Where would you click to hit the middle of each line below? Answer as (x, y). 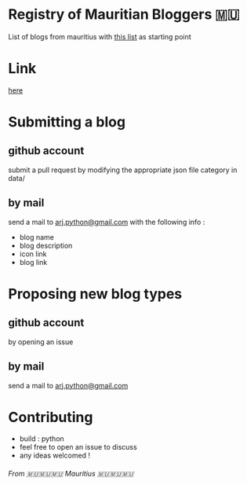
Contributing (51, 417)
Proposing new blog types (95, 294)
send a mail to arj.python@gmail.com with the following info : (107, 222)
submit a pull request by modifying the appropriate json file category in (123, 170)
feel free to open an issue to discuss (78, 447)
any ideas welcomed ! (55, 456)
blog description (46, 245)
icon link (33, 254)
